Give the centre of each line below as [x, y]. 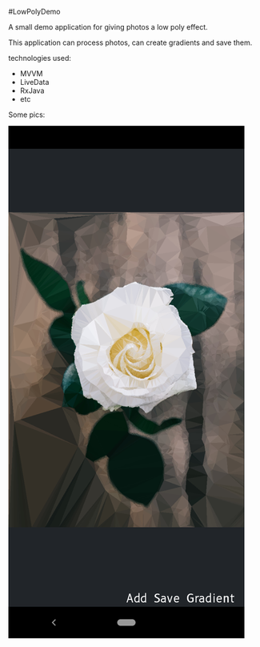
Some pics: [27, 115]
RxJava [32, 90]
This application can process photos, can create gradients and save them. [130, 42]
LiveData [34, 82]
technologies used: [40, 58]
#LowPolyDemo [34, 12]
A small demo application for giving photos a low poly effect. [108, 27]
